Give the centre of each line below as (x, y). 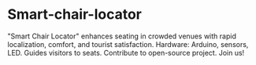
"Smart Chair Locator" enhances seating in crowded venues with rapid (122, 36)
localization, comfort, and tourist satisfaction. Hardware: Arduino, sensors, (128, 44)
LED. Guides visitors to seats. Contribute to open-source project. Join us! (126, 52)
